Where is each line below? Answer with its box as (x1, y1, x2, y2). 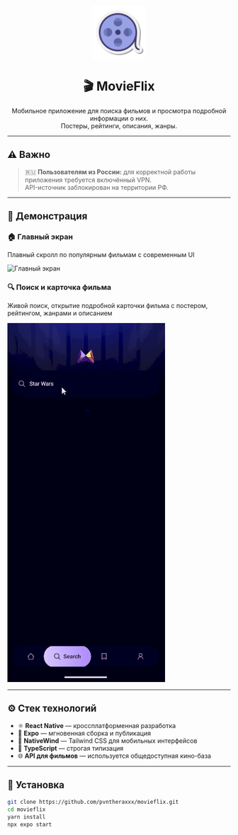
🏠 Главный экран (7, 232, 73, 242)
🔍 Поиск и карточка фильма (7, 283, 112, 292)
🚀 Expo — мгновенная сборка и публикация (17, 729, 151, 737)
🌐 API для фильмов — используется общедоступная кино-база (17, 751, 211, 760)
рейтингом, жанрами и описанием (7, 309, 113, 317)
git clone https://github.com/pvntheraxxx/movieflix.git (7, 799, 179, 806)
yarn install (7, 814, 46, 821)
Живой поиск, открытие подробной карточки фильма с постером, (7, 301, 208, 309)
